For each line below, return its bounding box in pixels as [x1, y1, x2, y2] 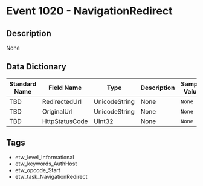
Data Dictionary [6, 62, 66, 72]
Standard [9, 80, 37, 88]
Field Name [48, 83, 82, 92]
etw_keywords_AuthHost [14, 160, 77, 167]
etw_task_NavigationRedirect [14, 173, 88, 180]
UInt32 [93, 117, 114, 125]
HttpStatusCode [42, 117, 88, 125]
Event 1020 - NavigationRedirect [6, 4, 173, 18]
